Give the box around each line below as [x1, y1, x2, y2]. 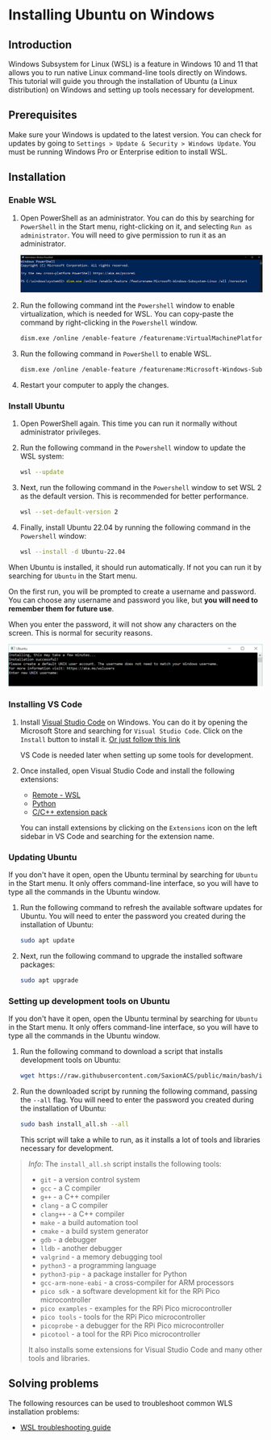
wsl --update [19, 468, 65, 477]
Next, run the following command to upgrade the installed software [19, 951, 244, 960]
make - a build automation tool [40, 1217, 139, 1227]
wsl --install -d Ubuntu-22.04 [19, 548, 126, 556]
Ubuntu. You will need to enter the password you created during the [19, 911, 246, 921]
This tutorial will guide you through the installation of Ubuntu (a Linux [8, 77, 238, 86]
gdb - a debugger [40, 1234, 98, 1245]
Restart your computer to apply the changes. [19, 380, 169, 389]
